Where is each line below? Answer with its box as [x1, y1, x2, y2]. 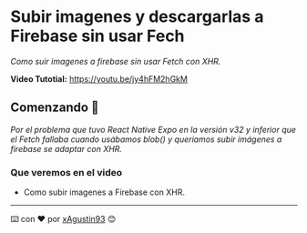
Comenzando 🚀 [10, 100, 99, 116]
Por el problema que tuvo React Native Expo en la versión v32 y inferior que [10, 124, 297, 135]
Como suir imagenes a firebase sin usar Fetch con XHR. [10, 56, 221, 66]
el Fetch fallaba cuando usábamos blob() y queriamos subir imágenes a [10, 134, 282, 145]
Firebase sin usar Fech [10, 25, 185, 46]
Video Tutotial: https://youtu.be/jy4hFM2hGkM [10, 73, 188, 84]
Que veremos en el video [10, 166, 122, 178]
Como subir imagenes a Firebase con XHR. [23, 187, 186, 198]
